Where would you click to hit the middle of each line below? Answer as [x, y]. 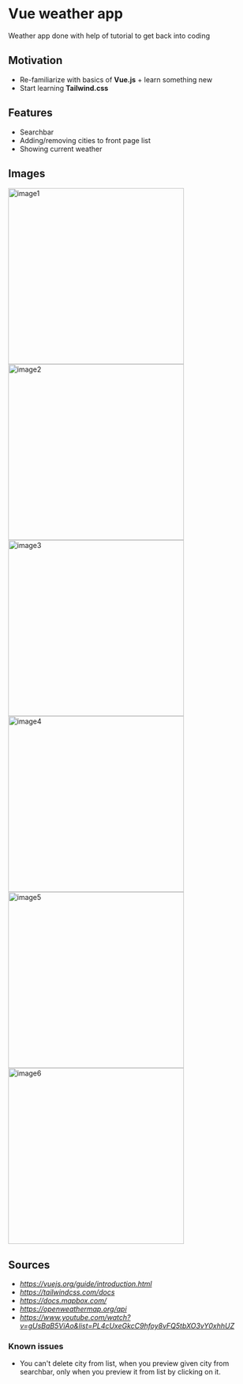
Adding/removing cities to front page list [85, 140]
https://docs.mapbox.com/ [63, 1301]
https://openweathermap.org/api [73, 1309]
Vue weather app [66, 14]
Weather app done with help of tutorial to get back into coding [109, 36]
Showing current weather [61, 149]
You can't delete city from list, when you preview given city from [124, 1363]
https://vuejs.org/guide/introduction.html [86, 1284]
